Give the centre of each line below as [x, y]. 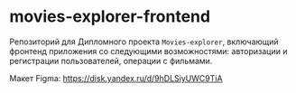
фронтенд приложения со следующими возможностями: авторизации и [148, 51]
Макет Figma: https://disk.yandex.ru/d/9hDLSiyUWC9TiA [116, 78]
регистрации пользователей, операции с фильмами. [111, 60]
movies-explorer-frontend [110, 17]
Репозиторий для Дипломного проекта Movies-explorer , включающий [144, 42]
